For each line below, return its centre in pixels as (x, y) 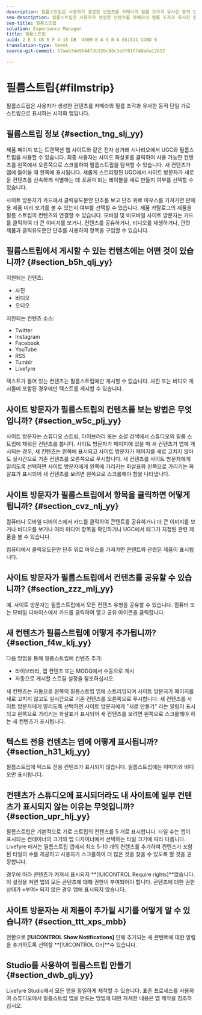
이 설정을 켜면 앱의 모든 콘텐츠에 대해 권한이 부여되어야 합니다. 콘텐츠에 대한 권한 (101, 882)
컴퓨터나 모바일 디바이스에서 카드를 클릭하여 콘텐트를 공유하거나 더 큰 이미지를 (98, 522)
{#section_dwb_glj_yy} (50, 975)
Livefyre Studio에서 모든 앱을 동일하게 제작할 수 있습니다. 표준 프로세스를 (92, 990)
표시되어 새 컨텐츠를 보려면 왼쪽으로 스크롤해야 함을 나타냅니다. (96, 474)
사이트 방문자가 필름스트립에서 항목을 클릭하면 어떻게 (98, 495)
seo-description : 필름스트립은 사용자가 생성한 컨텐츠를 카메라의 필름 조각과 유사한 (98, 17)
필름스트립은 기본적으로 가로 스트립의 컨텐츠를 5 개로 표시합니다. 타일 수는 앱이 (98, 831)
